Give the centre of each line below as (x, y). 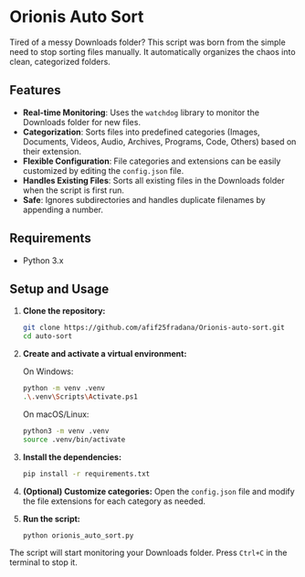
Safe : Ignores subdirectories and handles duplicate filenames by (144, 199)
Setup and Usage (59, 288)
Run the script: (51, 518)
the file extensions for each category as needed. (114, 501)
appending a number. (63, 209)
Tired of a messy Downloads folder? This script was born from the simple (147, 42)
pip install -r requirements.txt (86, 474)
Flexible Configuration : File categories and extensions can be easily (152, 161)
